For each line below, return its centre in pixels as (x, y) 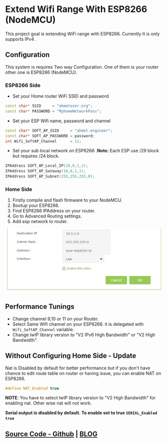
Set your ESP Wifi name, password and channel (61, 121)
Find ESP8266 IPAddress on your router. (54, 211)
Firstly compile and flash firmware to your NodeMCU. (67, 200)
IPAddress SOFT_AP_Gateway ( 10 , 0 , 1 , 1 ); (45, 171)
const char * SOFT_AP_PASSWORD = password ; (50, 136)
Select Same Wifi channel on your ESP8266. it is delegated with (78, 324)
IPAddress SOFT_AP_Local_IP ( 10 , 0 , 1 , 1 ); (47, 166)
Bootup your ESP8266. (36, 205)
